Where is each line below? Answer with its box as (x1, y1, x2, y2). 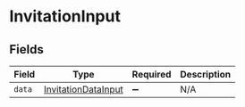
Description (180, 69, 231, 80)
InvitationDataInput (43, 83, 123, 95)
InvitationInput (9, 6, 121, 27)
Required (131, 69, 172, 80)
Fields (9, 42, 45, 57)
